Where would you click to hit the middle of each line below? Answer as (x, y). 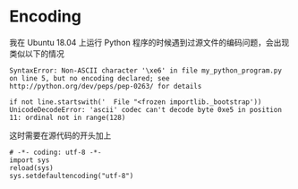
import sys (30, 160)
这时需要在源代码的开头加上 (60, 135)
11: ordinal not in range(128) (68, 117)
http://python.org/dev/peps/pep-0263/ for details (106, 86)
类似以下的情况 (37, 53)
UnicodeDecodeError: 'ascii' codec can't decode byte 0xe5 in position (145, 109)
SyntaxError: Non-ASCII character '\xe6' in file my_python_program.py (145, 70)
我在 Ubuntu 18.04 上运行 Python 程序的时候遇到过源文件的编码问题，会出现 (149, 42)
